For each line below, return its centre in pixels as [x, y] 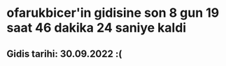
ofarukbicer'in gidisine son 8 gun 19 [113, 13]
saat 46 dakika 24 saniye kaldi [97, 28]
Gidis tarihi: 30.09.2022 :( [64, 54]
